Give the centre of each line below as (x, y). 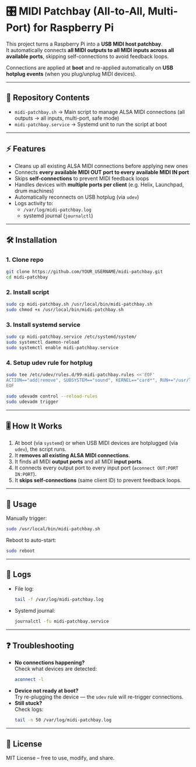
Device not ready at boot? (46, 691)
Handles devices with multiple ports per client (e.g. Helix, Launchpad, (99, 184)
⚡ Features (26, 149)
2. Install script (28, 292)
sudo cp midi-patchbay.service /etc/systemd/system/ (71, 337)
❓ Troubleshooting (40, 646)
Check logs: (29, 709)
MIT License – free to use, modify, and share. (60, 758)
